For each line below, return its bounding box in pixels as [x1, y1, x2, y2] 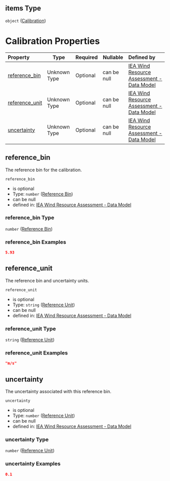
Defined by [128, 53, 156, 60]
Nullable [103, 53, 123, 60]
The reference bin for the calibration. [5, 167, 82, 173]
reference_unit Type [5, 325, 56, 332]
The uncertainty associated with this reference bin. [5, 389, 112, 395]
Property [8, 53, 30, 60]
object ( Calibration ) [5, 17, 47, 23]
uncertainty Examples [5, 460, 61, 467]
